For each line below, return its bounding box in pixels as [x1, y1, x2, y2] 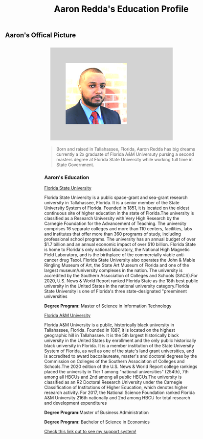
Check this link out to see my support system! [44, 429, 136, 435]
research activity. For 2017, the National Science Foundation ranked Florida [44, 390, 195, 395]
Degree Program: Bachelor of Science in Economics [44, 419, 150, 425]
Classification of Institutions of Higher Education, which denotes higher [44, 385, 188, 390]
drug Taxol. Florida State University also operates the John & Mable [59, 257, 196, 263]
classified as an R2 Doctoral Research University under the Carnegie [44, 379, 182, 385]
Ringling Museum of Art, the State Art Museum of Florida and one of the [44, 262, 189, 268]
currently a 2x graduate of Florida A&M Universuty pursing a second [56, 151, 194, 157]
